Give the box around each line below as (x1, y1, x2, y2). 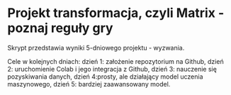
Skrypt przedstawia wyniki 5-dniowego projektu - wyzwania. (7, 43, 185, 52)
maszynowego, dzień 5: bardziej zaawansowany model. (7, 79, 171, 88)
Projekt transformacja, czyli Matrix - (7, 5, 225, 21)
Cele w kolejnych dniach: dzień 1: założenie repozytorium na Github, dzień (7, 57, 225, 65)
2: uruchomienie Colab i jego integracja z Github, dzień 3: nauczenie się (7, 65, 218, 73)
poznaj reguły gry (7, 20, 113, 36)
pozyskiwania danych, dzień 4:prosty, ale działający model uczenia (7, 72, 203, 81)
